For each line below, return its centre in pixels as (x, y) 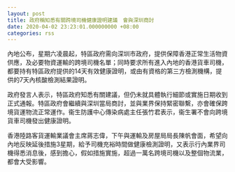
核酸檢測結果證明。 (63, 80)
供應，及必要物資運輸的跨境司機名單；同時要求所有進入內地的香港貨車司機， (117, 63)
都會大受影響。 (29, 162)
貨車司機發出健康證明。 (41, 121)
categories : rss (31, 33)
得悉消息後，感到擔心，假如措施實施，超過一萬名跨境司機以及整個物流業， (120, 153)
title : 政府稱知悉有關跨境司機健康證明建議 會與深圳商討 (81, 20)
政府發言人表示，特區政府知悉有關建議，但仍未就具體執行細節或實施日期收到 (117, 95)
